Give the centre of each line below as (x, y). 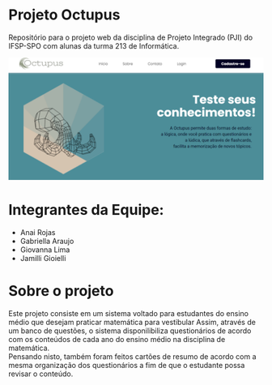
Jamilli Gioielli (43, 259)
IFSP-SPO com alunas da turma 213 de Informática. (94, 45)
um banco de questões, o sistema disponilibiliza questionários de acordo (130, 331)
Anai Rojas (38, 233)
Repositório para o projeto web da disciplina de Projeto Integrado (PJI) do (131, 37)
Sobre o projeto (61, 291)
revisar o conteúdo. (41, 374)
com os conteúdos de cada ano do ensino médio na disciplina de (117, 339)
